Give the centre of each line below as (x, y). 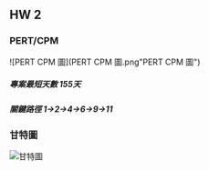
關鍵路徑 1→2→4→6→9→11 (61, 109)
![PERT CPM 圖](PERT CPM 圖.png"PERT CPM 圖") (105, 62)
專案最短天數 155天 (45, 85)
